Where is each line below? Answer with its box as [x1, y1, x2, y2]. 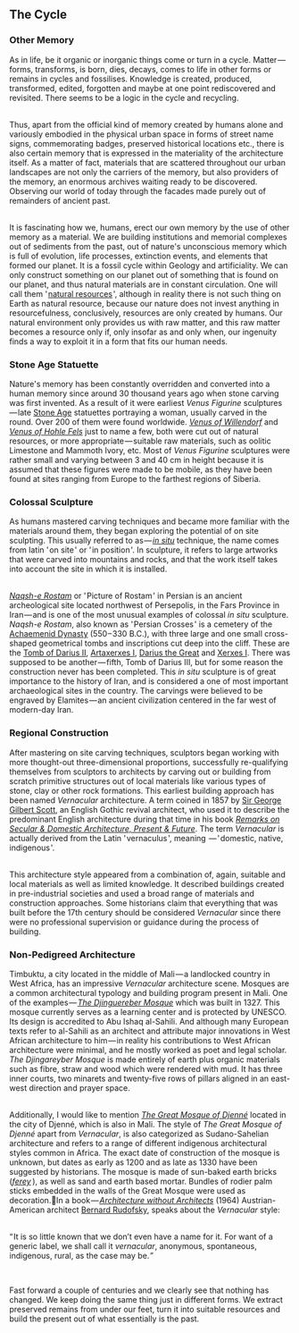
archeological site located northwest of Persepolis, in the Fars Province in [9, 600, 280, 611]
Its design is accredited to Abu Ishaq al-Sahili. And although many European [9, 1016, 289, 1026]
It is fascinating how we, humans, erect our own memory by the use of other [9, 222, 290, 232]
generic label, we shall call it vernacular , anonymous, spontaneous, [9, 1240, 257, 1251]
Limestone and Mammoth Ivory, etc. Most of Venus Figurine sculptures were [9, 444, 290, 455]
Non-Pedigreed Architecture [9, 948, 136, 960]
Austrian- [241, 1194, 277, 1205]
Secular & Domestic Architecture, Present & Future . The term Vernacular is [9, 823, 285, 834]
